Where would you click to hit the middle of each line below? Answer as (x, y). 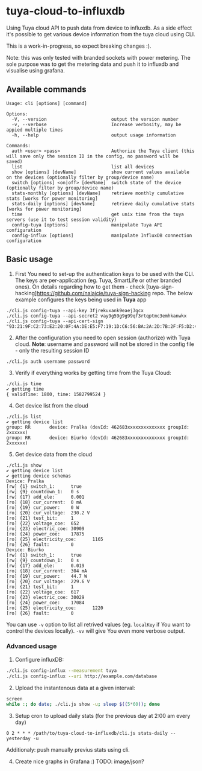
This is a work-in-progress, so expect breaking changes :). (79, 46)
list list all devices (83, 167)
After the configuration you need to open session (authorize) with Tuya (103, 338)
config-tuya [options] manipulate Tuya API (87, 225)
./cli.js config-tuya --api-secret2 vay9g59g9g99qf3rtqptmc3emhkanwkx (96, 316)
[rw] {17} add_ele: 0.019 (45, 566)
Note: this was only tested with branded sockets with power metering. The (98, 57)
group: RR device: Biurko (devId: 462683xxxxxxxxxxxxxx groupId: (98, 438)
